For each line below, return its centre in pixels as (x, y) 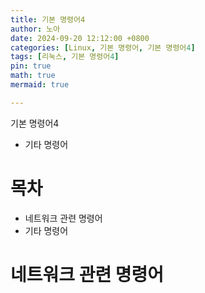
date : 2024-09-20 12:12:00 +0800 (80, 38)
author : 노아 (35, 29)
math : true (33, 76)
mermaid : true (40, 85)
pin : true (31, 66)
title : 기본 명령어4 (48, 19)
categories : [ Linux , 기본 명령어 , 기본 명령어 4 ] (103, 47)
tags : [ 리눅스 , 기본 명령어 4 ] (65, 57)
